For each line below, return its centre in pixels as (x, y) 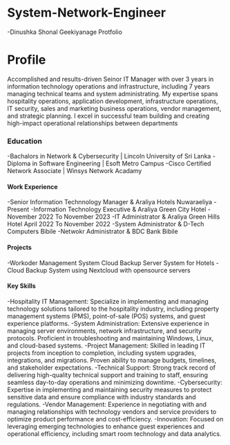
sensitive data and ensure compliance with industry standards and (102, 397)
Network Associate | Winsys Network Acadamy (75, 171)
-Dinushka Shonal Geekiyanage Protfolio (65, 32)
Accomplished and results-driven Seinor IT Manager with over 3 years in (111, 79)
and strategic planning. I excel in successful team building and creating (108, 116)
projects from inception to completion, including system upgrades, (102, 353)
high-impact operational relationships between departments (93, 123)
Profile (27, 60)
